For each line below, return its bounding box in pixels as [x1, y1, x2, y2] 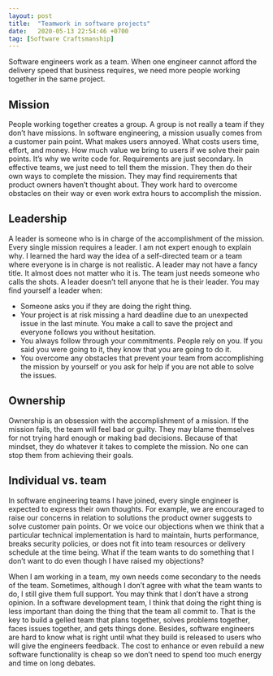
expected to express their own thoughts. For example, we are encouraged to [8, 504, 265, 513]
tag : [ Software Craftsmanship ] [8, 34, 115, 43]
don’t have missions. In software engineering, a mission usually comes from [8, 128, 262, 138]
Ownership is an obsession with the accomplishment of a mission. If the [8, 416, 249, 425]
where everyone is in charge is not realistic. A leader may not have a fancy [8, 259, 258, 269]
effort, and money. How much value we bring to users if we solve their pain [8, 146, 260, 155]
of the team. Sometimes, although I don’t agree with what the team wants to [8, 580, 262, 590]
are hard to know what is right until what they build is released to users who [8, 632, 262, 642]
